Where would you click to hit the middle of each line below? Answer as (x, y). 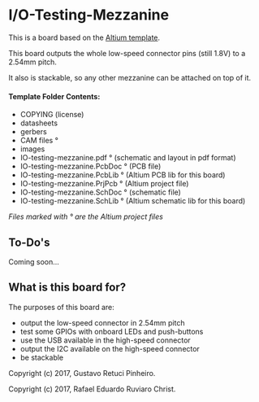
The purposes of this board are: (62, 307)
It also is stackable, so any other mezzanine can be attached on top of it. (130, 77)
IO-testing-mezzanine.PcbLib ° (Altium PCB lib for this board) (123, 175)
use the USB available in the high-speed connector (105, 340)
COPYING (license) (52, 115)
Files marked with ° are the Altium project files (86, 216)
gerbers (33, 132)
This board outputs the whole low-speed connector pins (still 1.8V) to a (127, 53)
